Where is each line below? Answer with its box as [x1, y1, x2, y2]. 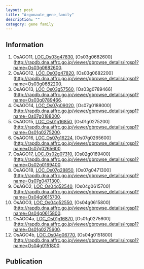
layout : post [6, 7, 33, 13]
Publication [6, 257, 43, 266]
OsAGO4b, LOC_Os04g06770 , [13, 232, 77, 238]
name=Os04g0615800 [13, 210, 60, 216]
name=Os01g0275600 [13, 226, 60, 232]
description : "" [6, 17, 40, 22]
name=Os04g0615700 [13, 194, 60, 200]
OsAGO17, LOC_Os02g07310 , [13, 151, 74, 157]
